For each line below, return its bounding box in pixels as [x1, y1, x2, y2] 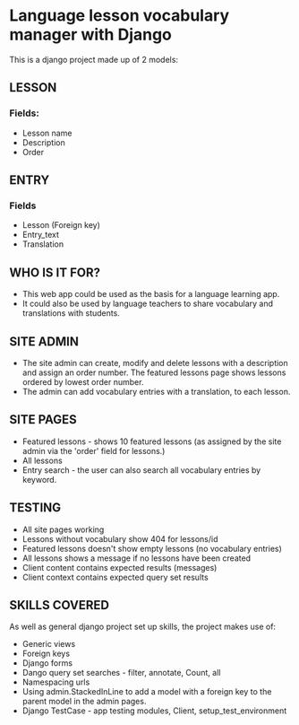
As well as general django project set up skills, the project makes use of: [9, 621, 276, 633]
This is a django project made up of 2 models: [9, 54, 179, 65]
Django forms [21, 658, 73, 668]
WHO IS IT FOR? [9, 265, 101, 280]
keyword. [21, 474, 57, 485]
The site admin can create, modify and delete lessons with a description [21, 357, 288, 368]
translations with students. [21, 308, 121, 319]
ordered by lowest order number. [21, 376, 144, 387]
